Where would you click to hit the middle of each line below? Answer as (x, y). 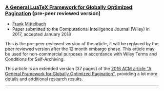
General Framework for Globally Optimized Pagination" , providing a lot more (81, 74)
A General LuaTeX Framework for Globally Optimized (69, 7)
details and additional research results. (44, 79)
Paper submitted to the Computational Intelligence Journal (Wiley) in (81, 29)
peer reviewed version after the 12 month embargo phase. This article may (80, 49)
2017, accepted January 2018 (41, 34)
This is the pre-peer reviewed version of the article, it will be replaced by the (82, 44)
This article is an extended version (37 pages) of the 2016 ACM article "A (78, 69)
